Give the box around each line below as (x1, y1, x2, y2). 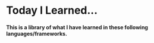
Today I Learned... (6, 4, 98, 17)
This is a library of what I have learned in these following (6, 23, 149, 30)
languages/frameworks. (6, 30, 67, 37)
